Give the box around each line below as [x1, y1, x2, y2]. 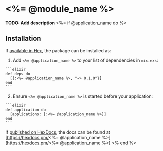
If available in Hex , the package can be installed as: [5, 47, 111, 53]
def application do [5, 107, 46, 112]
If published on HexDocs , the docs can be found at [5, 129, 110, 135]
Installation [5, 34, 41, 43]
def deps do [5, 71, 30, 76]
